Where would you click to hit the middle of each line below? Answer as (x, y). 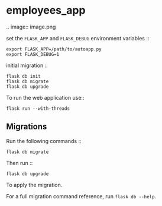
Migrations (27, 127)
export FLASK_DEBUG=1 (33, 54)
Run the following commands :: (44, 141)
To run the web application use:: (45, 97)
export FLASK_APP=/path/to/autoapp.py (54, 49)
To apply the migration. (34, 185)
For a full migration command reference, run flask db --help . (81, 196)
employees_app (46, 10)
